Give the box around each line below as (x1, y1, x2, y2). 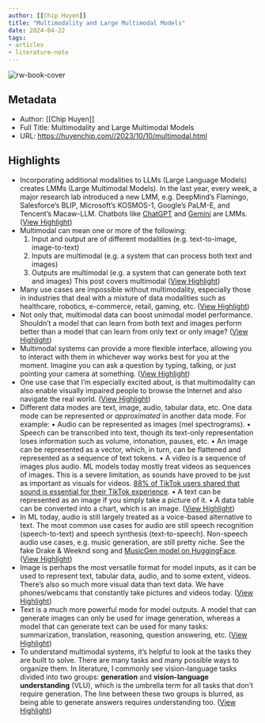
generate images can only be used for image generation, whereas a (19, 613, 241, 622)
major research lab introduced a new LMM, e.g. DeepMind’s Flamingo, (19, 192, 249, 201)
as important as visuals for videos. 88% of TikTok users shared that (19, 478, 240, 488)
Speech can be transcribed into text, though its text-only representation (19, 427, 254, 437)
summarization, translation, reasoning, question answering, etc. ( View (19, 629, 248, 639)
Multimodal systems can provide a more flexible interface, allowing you (19, 343, 252, 353)
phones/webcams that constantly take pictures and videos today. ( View (19, 587, 253, 597)
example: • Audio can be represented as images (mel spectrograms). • (19, 419, 252, 429)
